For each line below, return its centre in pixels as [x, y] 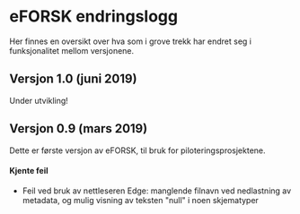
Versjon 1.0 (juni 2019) [73, 79]
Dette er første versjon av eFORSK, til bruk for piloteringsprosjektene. [138, 150]
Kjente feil [29, 171]
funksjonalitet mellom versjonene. [72, 50]
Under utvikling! [39, 100]
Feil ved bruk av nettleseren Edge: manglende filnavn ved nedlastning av [157, 191]
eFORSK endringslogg [94, 17]
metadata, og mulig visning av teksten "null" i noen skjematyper [140, 200]
